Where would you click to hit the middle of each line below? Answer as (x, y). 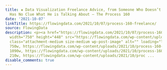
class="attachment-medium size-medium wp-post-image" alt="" (74, 42)
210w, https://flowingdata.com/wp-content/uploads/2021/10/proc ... (82, 55)
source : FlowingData (27, 28)
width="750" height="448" (37, 37)
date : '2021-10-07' (25, 19)
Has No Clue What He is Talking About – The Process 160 (70, 14)
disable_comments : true (30, 60)
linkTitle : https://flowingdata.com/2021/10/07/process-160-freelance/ (81, 23)
